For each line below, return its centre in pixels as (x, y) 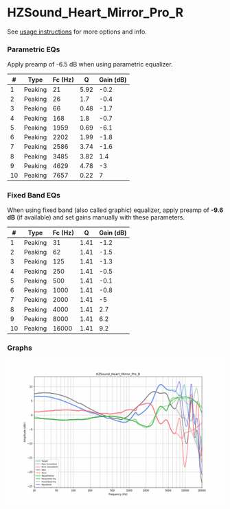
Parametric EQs (34, 49)
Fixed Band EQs (34, 195)
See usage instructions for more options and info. (77, 32)
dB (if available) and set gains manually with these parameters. (96, 217)
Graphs (20, 348)
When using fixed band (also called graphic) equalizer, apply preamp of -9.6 (115, 210)
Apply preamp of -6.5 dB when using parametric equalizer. (90, 64)
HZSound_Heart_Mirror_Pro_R (95, 13)
